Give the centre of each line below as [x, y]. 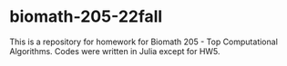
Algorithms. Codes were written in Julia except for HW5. [115, 51]
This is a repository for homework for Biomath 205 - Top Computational [143, 42]
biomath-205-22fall [86, 17]
